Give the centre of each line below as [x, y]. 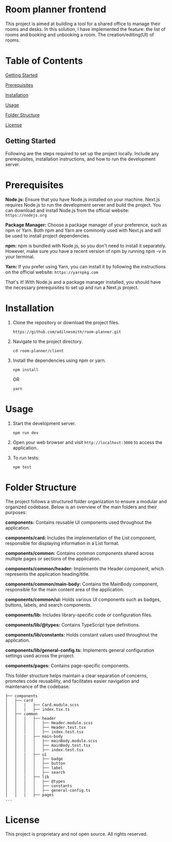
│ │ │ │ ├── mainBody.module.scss [51, 741]
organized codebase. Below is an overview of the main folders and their [81, 507]
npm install [25, 370]
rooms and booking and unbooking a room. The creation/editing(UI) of [80, 34]
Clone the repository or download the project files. [66, 322]
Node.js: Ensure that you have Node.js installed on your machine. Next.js [83, 199]
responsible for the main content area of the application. [65, 590]
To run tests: [26, 457]
